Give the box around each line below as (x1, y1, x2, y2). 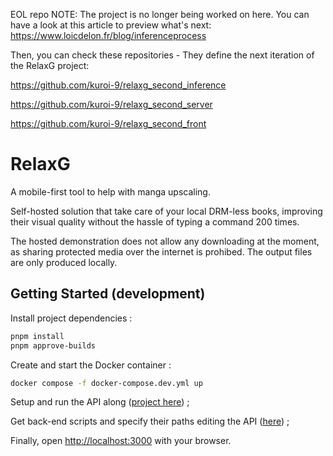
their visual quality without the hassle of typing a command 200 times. (10, 215, 300, 228)
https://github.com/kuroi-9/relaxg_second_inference (10, 79, 227, 91)
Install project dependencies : (10, 312, 133, 324)
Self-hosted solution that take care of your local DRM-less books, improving (10, 205, 323, 217)
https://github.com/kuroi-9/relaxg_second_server (10, 99, 213, 110)
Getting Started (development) (10, 285, 206, 303)
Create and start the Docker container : (10, 359, 172, 371)
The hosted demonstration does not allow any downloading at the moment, (10, 235, 320, 247)
